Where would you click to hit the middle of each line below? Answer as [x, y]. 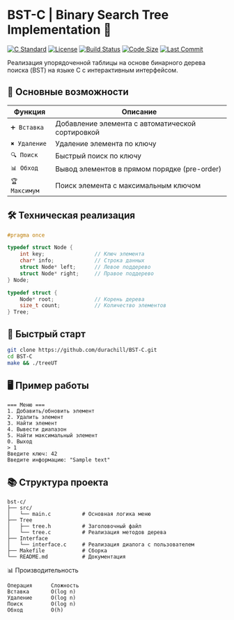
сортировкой [77, 132]
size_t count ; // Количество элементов [93, 306]
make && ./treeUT [32, 363]
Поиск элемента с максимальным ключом [128, 185]
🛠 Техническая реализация [71, 215]
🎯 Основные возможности [68, 92]
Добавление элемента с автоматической [126, 124]
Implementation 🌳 [60, 30]
